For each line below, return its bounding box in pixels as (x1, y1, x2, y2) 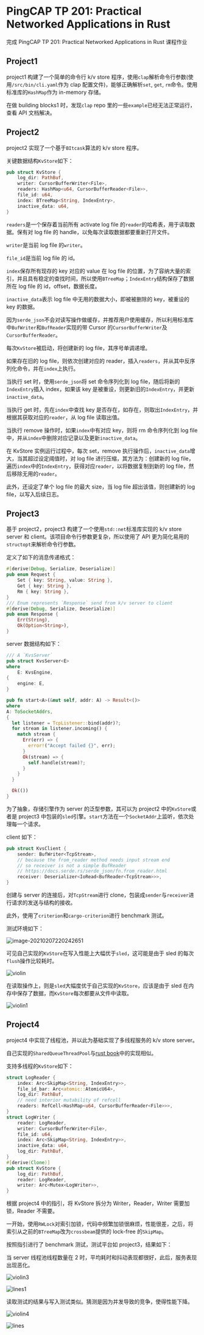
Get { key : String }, (17, 583, 72, 589)
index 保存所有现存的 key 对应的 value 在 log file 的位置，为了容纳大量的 (6, 267, 186, 274)
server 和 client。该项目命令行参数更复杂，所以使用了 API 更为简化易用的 (6, 533, 189, 540)
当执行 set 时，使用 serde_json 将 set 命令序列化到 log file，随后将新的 (6, 378, 180, 385)
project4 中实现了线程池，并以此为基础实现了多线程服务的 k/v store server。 (6, 1036, 198, 1043)
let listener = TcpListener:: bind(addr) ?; (12, 720, 121, 726)
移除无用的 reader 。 (11, 470, 60, 477)
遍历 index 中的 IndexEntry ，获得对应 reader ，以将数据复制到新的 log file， (6, 462, 189, 470)
